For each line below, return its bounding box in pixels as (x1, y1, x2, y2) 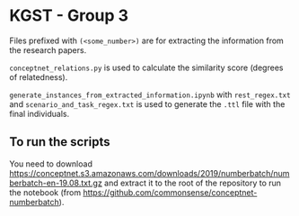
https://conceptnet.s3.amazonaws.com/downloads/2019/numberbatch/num (9, 167, 290, 178)
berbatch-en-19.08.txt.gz (9, 177, 103, 188)
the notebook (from (9, 186, 82, 198)
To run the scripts (9, 134, 110, 149)
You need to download (9, 158, 92, 169)
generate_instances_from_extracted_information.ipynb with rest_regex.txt (9, 89, 291, 100)
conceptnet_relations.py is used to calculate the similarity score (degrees (9, 62, 284, 73)
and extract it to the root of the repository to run (104, 177, 281, 188)
